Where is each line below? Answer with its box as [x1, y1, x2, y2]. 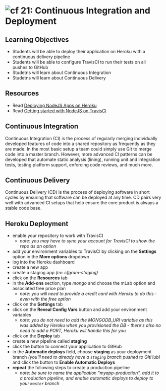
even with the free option [19, 296, 71, 302]
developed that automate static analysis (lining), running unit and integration [5, 156, 161, 162]
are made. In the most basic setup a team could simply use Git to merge [5, 146, 152, 152]
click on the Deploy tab [12, 333, 60, 339]
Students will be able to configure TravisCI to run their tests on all [12, 59, 146, 65]
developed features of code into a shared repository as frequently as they [5, 141, 156, 147]
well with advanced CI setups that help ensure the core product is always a [5, 200, 159, 206]
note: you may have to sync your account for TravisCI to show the [19, 238, 155, 244]
